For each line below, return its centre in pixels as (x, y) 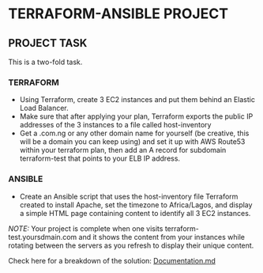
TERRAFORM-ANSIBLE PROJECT (118, 14)
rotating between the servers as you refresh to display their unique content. (131, 245)
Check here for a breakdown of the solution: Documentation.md (112, 260)
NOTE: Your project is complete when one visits (86, 228)
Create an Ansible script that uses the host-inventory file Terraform (129, 196)
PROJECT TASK (48, 43)
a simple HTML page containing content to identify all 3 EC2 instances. (135, 213)
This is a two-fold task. (45, 62)
